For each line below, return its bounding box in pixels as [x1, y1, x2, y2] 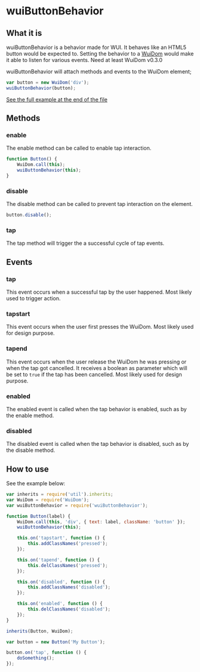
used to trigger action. [6, 295, 61, 302]
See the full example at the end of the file [6, 95, 107, 103]
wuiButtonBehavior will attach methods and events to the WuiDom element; [6, 68, 192, 75]
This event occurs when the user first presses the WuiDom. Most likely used [6, 323, 194, 331]
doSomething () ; [17, 655, 55, 661]
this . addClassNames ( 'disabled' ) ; [27, 584, 111, 590]
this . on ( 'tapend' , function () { [17, 557, 100, 563]
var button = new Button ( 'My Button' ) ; [6, 639, 106, 645]
